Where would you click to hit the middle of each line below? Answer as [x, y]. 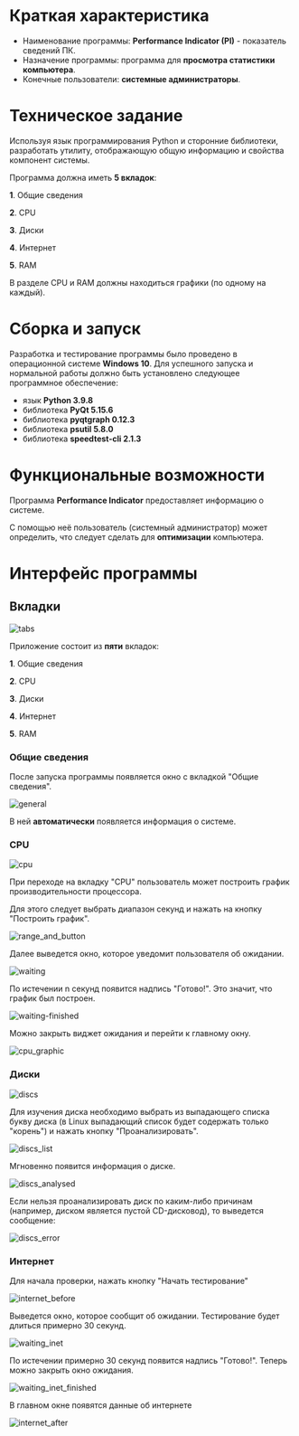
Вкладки [35, 607]
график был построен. [52, 998]
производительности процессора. [75, 892]
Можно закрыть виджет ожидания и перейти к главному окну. [130, 1034]
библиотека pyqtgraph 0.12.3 [79, 419]
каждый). [28, 292]
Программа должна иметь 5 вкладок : [83, 177]
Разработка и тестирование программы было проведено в [123, 354]
